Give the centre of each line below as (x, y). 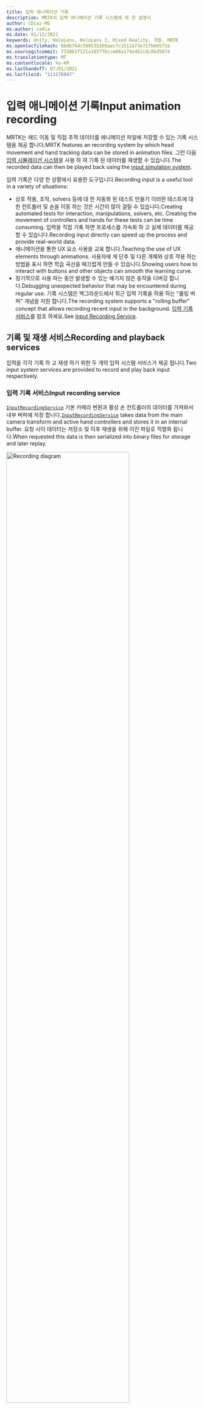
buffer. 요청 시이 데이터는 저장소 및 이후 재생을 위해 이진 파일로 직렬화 (89, 429)
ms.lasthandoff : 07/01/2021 (42, 69)
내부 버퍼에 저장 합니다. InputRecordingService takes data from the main (94, 415)
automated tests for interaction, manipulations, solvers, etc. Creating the (106, 213)
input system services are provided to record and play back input (88, 370)
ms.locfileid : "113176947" (40, 74)
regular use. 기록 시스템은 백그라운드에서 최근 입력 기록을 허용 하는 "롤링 (102, 294)
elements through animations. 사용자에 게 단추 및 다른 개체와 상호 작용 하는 (106, 257)
